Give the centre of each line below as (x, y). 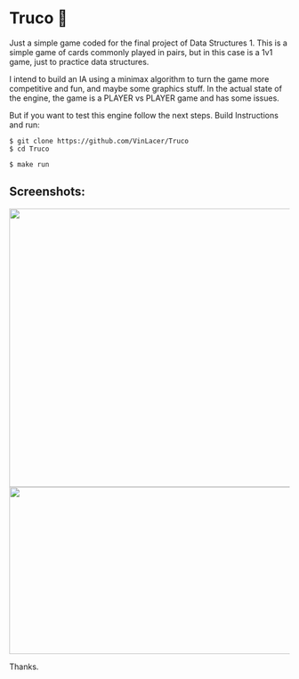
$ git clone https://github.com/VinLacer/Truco (99, 141)
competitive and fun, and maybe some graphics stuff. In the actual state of (146, 88)
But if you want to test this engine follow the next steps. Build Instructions (144, 115)
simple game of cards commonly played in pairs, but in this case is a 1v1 (141, 52)
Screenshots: (48, 192)
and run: (24, 125)
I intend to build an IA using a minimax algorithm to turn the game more (139, 78)
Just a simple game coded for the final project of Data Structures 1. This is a (148, 43)
